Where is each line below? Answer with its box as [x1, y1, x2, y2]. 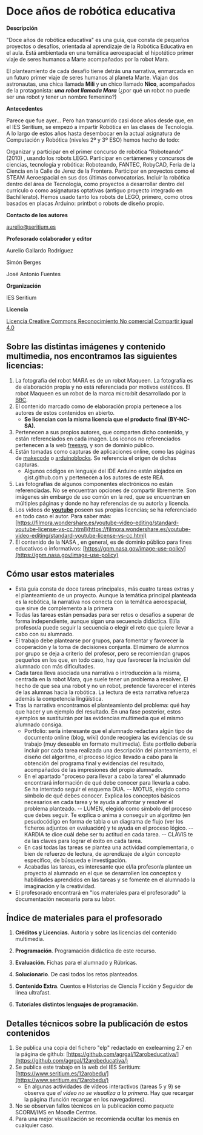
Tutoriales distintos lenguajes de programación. [15, 1001, 139, 1008]
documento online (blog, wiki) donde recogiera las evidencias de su [24, 734, 194, 741]
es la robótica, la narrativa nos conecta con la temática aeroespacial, [15, 598, 187, 605]
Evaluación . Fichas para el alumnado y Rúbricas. [15, 959, 138, 967]
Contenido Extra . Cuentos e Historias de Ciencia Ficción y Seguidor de [15, 982, 193, 990]
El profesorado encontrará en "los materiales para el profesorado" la [15, 889, 186, 896]
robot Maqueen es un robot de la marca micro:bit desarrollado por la [15, 389, 186, 397]
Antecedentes [6, 105, 44, 112]
